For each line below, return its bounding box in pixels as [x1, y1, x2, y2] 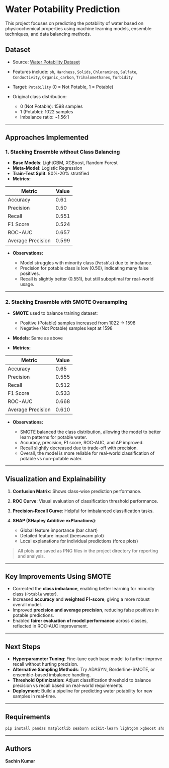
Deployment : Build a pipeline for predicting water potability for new [12, 688, 152, 694]
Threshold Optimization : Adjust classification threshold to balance [12, 677, 151, 683]
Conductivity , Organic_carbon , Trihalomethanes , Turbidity [12, 74, 133, 80]
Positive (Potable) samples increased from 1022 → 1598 [20, 320, 136, 326]
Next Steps [5, 642, 41, 651]
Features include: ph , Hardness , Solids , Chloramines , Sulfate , [12, 68, 138, 75]
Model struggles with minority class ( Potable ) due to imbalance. [20, 260, 152, 266]
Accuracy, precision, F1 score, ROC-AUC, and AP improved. [20, 439, 144, 445]
